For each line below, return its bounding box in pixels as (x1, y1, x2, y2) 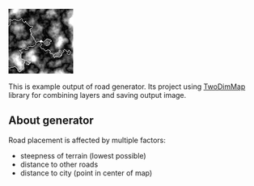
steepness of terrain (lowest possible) (19, 150, 147, 160)
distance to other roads (19, 159, 99, 169)
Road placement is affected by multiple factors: (8, 135, 166, 145)
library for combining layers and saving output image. (8, 91, 187, 99)
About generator (8, 114, 95, 128)
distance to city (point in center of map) (19, 167, 153, 178)
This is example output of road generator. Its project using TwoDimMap (8, 82, 246, 91)
